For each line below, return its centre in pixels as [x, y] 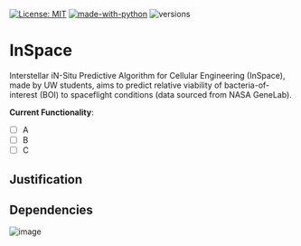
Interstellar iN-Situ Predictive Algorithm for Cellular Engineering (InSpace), [147, 75]
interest [24, 94]
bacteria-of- [247, 85]
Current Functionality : [52, 112]
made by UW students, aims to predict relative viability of [116, 85]
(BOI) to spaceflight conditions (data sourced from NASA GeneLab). [165, 94]
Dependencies [51, 209]
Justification [46, 180]
